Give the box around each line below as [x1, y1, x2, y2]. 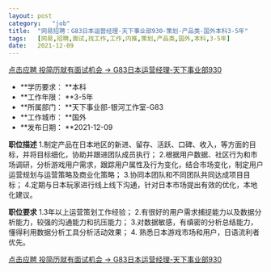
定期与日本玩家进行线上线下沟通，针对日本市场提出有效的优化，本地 [31, 180, 258, 190]
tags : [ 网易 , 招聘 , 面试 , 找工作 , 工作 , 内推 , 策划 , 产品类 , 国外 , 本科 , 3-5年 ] [8, 34, 231, 43]
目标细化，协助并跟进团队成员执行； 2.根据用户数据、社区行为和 [36, 150, 251, 160]
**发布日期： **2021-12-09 [19, 123, 113, 132]
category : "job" [8, 19, 70, 27]
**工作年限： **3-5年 [19, 92, 94, 102]
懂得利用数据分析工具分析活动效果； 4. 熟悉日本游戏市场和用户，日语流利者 [8, 228, 260, 237]
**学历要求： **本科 [19, 82, 87, 92]
